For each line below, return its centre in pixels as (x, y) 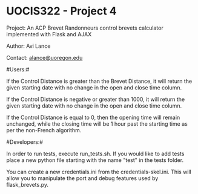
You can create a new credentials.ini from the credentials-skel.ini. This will (99, 172)
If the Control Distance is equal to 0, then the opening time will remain (93, 117)
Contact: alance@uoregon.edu (45, 57)
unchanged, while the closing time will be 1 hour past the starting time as (97, 124)
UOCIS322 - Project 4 (61, 11)
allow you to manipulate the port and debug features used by (82, 178)
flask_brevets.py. (28, 184)
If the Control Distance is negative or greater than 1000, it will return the (96, 99)
